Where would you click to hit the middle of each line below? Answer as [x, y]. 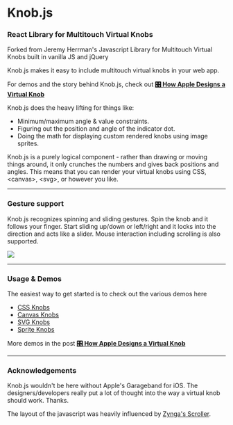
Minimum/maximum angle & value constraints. [83, 121]
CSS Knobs [33, 307]
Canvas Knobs [38, 315]
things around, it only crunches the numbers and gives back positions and [113, 164]
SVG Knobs [34, 322]
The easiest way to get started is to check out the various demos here [107, 294]
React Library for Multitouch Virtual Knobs [80, 35]
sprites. [28, 143]
